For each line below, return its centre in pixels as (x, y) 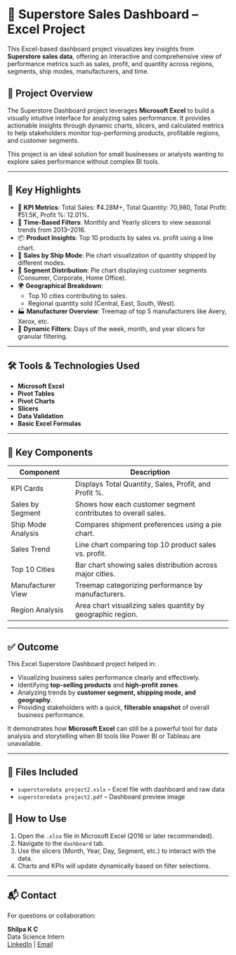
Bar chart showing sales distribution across (146, 565)
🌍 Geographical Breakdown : (60, 285)
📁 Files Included (43, 772)
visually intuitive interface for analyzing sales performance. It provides (109, 118)
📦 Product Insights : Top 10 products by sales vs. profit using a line (115, 237)
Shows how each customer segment (135, 504)
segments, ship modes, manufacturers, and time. (78, 71)
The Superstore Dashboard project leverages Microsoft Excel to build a (111, 110)
